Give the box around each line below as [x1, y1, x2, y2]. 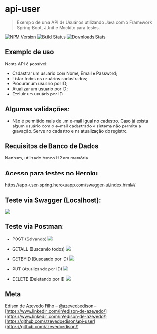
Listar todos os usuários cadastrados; [12, 75, 88, 81]
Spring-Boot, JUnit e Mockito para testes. [16, 24, 100, 30]
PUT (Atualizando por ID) [12, 266, 63, 272]
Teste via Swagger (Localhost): [5, 196, 101, 204]
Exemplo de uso [5, 48, 54, 56]
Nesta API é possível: [5, 61, 47, 66]
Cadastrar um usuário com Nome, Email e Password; [12, 70, 118, 76]
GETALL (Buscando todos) [12, 246, 65, 252]
